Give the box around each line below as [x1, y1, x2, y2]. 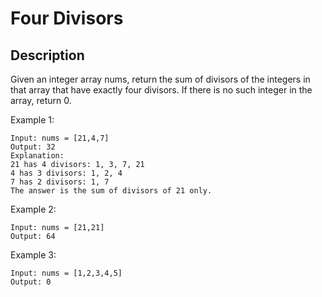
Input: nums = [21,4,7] [10, 133, 110, 143]
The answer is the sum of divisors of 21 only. [10, 186, 213, 196]
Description [10, 47, 85, 64]
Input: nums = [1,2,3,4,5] [10, 268, 123, 278]
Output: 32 [10, 142, 56, 152]
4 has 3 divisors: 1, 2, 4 [10, 168, 123, 178]
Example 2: [10, 203, 57, 215]
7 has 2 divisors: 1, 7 [10, 177, 110, 187]
